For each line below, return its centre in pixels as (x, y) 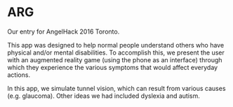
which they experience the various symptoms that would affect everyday (113, 67)
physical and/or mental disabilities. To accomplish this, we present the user (116, 52)
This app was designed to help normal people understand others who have (116, 45)
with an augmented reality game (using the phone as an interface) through (115, 59)
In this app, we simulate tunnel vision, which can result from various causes (116, 88)
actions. (19, 75)
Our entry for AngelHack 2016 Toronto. (64, 31)
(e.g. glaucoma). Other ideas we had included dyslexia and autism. (104, 96)
